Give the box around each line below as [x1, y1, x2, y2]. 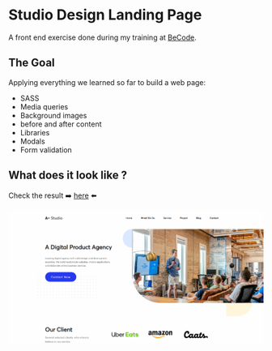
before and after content [19, 119, 102, 129]
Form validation [19, 144, 73, 155]
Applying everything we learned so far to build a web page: [8, 77, 206, 87]
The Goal [8, 56, 55, 70]
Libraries [19, 127, 50, 137]
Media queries [19, 101, 69, 111]
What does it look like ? [8, 169, 128, 182]
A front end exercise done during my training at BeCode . [8, 32, 197, 42]
